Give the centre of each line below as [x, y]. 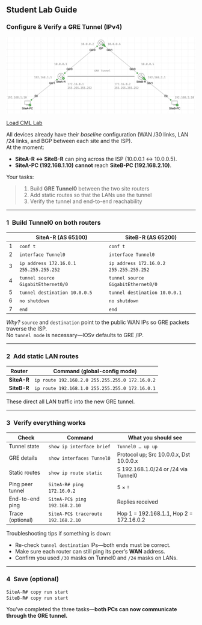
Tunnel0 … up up [137, 447]
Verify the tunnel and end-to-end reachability [86, 201]
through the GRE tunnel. [37, 615]
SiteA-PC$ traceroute [75, 514]
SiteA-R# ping [66, 484]
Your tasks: [20, 177]
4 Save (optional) [32, 579]
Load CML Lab [24, 123]
